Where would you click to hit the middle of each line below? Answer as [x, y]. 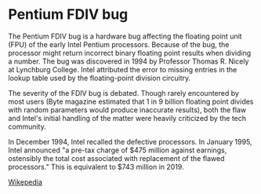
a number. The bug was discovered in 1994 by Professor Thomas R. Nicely [129, 61]
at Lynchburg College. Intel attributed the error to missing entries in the [123, 69]
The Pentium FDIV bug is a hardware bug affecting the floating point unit [125, 36]
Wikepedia [25, 181]
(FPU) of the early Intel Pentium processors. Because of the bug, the [119, 44]
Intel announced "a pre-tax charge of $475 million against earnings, [118, 150]
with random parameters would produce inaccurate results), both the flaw [127, 110]
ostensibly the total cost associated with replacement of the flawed [116, 158]
